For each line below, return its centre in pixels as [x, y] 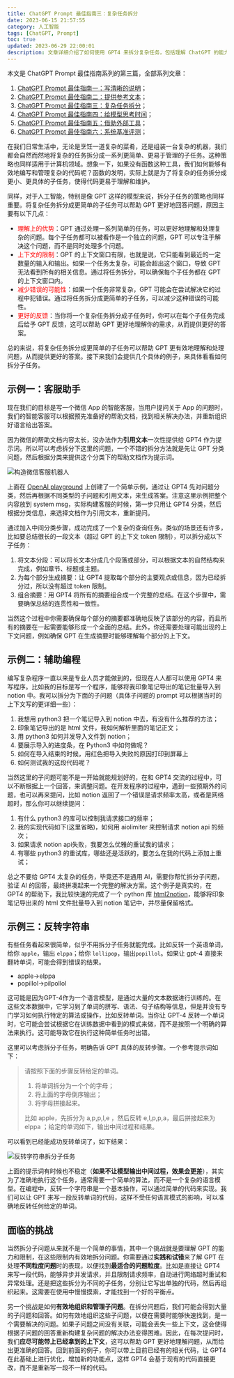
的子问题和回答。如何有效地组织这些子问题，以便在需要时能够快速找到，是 [114, 1315]
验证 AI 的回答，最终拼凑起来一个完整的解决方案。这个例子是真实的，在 [110, 885]
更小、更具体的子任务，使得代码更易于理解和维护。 [80, 181]
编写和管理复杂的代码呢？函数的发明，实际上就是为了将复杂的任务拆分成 [123, 172]
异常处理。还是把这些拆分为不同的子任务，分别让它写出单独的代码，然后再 [114, 1283]
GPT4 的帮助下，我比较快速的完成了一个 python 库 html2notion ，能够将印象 [116, 894]
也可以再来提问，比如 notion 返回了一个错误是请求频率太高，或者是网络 [122, 795]
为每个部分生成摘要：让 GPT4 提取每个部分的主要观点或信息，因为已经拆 [122, 577]
